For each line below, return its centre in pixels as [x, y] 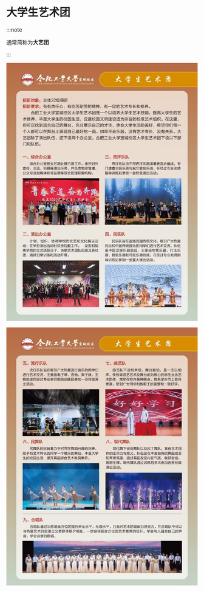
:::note [14, 29]
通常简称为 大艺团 [28, 42]
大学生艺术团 [39, 12]
